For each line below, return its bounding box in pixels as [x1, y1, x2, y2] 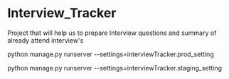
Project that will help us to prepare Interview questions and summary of [7, 28, 217, 37]
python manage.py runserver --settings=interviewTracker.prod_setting [7, 50, 215, 58]
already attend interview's [7, 36, 84, 44]
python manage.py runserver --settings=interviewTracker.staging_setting [7, 63, 223, 72]
